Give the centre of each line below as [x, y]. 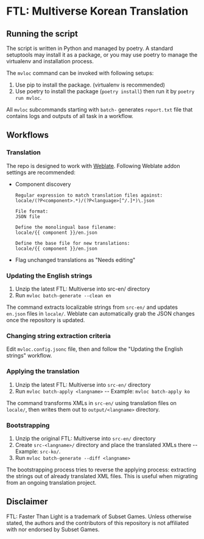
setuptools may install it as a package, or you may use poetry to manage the [102, 55]
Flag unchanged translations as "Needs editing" [75, 259]
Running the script [42, 34]
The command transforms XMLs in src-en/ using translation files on [91, 403]
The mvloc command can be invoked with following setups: [80, 73]
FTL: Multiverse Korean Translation [97, 11]
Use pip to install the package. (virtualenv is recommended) [90, 85]
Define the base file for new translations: [72, 243]
